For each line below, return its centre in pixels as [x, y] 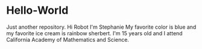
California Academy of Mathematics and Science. [68, 39]
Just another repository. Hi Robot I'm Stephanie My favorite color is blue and [101, 27]
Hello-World [37, 10]
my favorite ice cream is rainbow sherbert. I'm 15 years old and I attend [94, 33]
